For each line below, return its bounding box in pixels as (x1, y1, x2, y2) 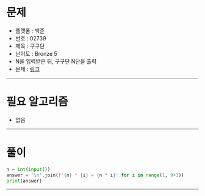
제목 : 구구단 (15, 42, 45, 50)
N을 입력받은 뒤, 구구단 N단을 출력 (15, 58, 97, 65)
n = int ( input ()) (6, 166, 51, 172)
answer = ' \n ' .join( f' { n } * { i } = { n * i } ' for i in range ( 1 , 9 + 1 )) (6, 172, 184, 178)
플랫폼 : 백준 (15, 27, 45, 34)
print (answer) (6, 178, 43, 184)
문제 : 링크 (15, 65, 40, 72)
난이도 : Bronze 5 (15, 50, 58, 57)
